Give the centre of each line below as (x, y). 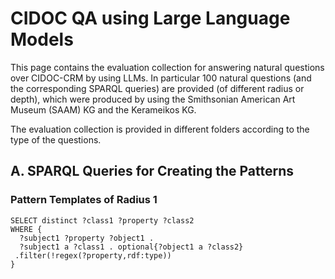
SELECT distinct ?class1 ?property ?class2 (102, 220)
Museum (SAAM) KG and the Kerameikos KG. (103, 109)
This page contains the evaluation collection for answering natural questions (167, 67)
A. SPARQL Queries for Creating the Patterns (152, 171)
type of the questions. (56, 139)
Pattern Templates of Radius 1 (84, 200)
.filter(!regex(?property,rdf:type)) (93, 255)
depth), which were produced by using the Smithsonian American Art (153, 99)
